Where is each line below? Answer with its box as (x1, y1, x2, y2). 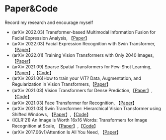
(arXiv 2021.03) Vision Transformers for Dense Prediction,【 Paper (11, 87, 147, 93)
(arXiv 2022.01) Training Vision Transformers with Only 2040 (11, 52, 137, 58)
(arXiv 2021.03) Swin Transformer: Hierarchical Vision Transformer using (11, 105, 161, 111)
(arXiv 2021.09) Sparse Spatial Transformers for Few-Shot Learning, (11, 63, 152, 70)
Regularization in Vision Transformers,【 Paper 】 (11, 81, 111, 87)
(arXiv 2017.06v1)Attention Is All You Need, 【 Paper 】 (11, 129, 121, 135)
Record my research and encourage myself (4, 19, 93, 25)
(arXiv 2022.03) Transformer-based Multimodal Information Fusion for (11, 29, 156, 35)
